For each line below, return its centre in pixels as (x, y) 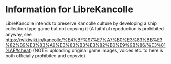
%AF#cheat (18, 50)
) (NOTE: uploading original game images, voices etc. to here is (97, 50)
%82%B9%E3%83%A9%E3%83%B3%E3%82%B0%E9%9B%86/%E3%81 (85, 45)
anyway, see (18, 34)
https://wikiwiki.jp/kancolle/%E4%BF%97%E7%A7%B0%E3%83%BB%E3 (84, 40)
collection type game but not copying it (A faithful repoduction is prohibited (85, 28)
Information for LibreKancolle (69, 9)
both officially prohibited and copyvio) (45, 56)
